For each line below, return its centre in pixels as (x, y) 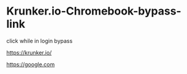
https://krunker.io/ (29, 52)
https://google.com (31, 64)
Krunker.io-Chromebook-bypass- (94, 11)
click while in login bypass (40, 41)
